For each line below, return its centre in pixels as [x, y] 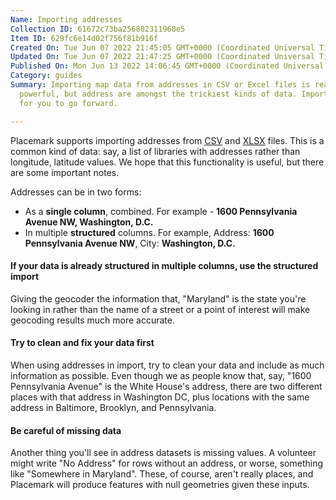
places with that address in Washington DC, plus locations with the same [160, 397]
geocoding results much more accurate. [92, 320]
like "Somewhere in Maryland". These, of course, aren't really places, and [162, 474]
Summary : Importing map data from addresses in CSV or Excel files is [160, 85]
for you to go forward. [68, 103]
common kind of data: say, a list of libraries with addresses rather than [155, 151]
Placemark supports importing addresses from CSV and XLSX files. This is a [167, 140]
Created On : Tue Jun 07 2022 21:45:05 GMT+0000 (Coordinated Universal [162, 47]
